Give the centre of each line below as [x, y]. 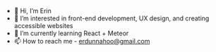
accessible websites [43, 26]
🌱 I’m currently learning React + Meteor [71, 33]
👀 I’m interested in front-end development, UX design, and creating [112, 18]
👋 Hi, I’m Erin [32, 11]
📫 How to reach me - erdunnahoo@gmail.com [82, 41]
